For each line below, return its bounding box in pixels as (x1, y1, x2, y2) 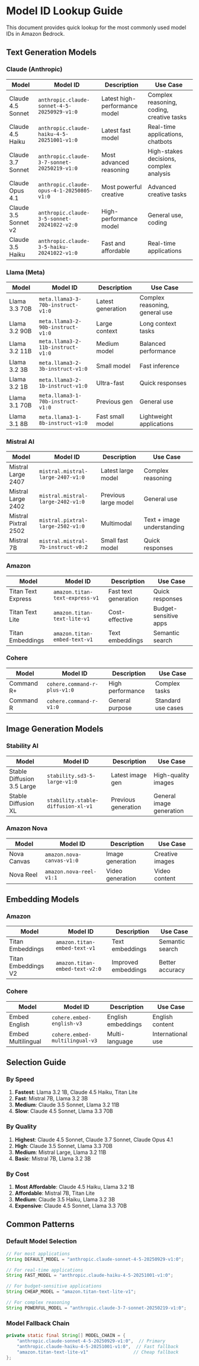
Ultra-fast (96, 378, 124, 387)
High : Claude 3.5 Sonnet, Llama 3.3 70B (14, 1142, 113, 1149)
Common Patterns (6, 1219, 75, 1229)
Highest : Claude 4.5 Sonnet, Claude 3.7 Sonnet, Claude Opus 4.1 (14, 1136, 174, 1143)
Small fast (100, 537, 129, 545)
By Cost (6, 1169, 30, 1178)
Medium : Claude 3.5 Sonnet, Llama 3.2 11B (14, 1101, 120, 1109)
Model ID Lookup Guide (6, 4, 123, 18)
